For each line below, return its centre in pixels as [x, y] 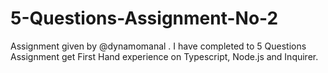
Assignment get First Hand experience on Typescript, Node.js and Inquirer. [164, 56]
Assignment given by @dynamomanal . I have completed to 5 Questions [158, 46]
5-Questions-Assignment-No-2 [144, 18]
